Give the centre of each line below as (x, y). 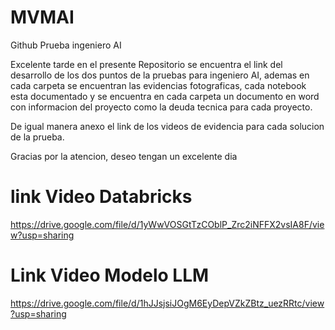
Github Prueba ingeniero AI (66, 45)
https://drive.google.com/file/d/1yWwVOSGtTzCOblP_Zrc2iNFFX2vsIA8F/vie (167, 224)
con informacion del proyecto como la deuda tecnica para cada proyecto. (161, 107)
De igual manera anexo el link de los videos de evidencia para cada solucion (167, 126)
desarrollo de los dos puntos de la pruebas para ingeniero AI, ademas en (160, 75)
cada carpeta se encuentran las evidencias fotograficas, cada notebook (158, 85)
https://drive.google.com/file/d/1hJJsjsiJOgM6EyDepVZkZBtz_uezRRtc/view (167, 303)
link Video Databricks (101, 197)
